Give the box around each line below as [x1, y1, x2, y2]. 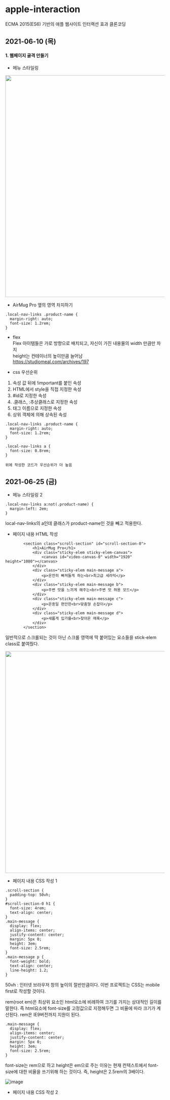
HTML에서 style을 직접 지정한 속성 [12, 386, 82, 392]
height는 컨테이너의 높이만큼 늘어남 [12, 352, 83, 359]
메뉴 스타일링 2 [12, 492, 43, 498]
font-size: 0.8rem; [10, 448, 51, 453]
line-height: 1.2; [10, 968, 49, 973]
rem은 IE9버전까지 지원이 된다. [20, 1012, 81, 1018]
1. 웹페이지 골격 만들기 [5, 52, 49, 58]
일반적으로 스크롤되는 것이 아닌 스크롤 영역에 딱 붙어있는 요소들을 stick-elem [5, 634, 157, 641]
